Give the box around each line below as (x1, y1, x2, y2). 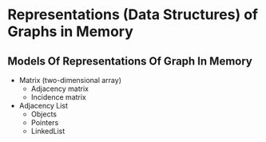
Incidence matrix (30, 93, 87, 101)
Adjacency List (18, 101, 69, 110)
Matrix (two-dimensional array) (18, 76, 121, 85)
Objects (30, 109, 58, 119)
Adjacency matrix (30, 84, 89, 93)
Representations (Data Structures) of (7, 6, 259, 24)
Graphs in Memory (7, 22, 133, 41)
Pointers (30, 118, 59, 127)
